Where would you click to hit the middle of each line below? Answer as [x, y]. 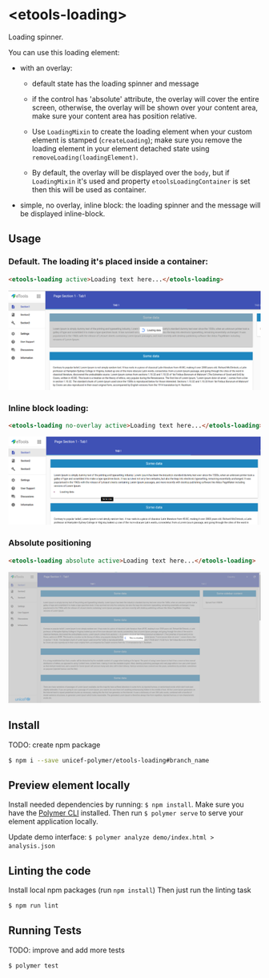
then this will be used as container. [89, 189]
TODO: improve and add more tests [67, 950]
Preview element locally [69, 785]
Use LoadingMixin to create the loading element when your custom [142, 131]
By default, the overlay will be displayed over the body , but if [130, 172]
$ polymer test [34, 966]
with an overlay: [46, 68]
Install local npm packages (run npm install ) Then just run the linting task [130, 890]
